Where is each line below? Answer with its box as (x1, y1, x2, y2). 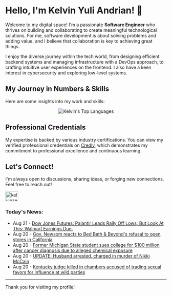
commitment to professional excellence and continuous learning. (5, 147, 142, 153)
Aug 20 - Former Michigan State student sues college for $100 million (12, 242, 160, 248)
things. (5, 43, 20, 49)
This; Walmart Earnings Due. (12, 225, 73, 231)
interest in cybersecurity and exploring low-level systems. (5, 69, 127, 76)
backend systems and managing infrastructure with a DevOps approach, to (5, 58, 164, 65)
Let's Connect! (5, 162, 54, 171)
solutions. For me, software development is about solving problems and (5, 32, 156, 38)
